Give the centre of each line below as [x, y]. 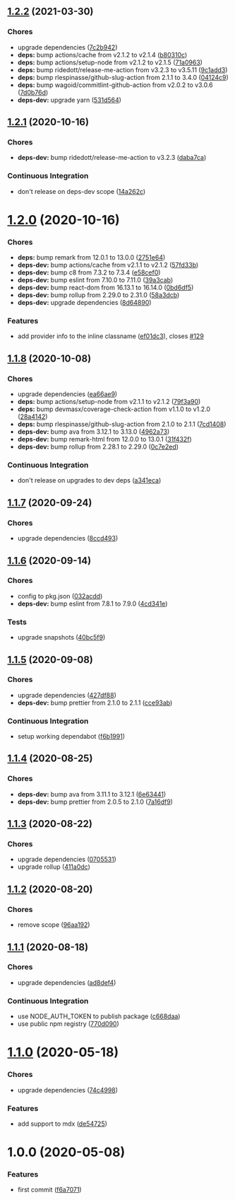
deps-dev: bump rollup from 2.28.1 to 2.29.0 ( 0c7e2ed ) [98, 447]
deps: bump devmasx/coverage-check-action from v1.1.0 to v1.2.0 [114, 409]
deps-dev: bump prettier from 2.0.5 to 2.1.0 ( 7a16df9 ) [95, 802]
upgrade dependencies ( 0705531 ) [67, 860]
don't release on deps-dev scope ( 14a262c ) [82, 191]
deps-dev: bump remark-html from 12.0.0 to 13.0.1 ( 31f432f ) [104, 439]
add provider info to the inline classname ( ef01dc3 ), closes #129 [111, 336]
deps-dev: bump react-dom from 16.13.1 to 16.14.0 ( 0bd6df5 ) [106, 288]
